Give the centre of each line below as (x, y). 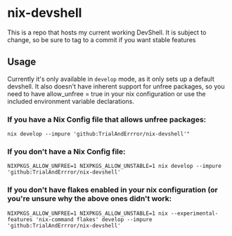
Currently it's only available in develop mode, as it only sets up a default (111, 79)
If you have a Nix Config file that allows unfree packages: (107, 119)
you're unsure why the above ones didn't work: (90, 199)
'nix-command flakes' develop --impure (94, 219)
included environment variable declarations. (71, 101)
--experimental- (195, 213)
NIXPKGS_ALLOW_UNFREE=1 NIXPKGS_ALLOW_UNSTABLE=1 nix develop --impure (114, 166)
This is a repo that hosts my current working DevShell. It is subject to (107, 32)
